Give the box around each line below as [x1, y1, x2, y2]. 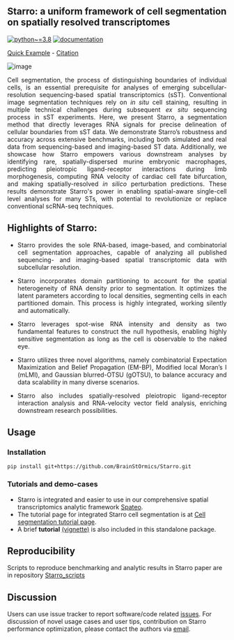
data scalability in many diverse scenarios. [17, 377, 140, 386]
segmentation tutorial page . [17, 517, 97, 526]
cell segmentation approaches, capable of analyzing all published [17, 248, 227, 256]
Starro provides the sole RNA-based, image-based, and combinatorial [17, 240, 227, 249]
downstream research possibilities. [17, 406, 118, 414]
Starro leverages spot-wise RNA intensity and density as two [17, 319, 227, 328]
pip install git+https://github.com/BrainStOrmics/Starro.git [7, 463, 192, 470]
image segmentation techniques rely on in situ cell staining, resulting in [7, 98, 228, 106]
